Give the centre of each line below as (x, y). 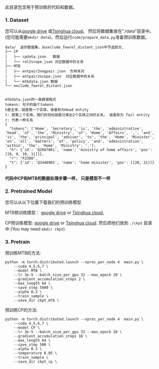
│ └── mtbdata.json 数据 (31, 82)
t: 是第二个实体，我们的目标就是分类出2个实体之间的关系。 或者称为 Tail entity (77, 115)
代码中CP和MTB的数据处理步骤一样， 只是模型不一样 (58, 178)
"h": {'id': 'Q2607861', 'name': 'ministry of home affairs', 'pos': (81, 150)
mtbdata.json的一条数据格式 (31, 100)
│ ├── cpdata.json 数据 (33, 57)
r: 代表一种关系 (19, 120)
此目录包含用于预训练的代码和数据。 (41, 7)
